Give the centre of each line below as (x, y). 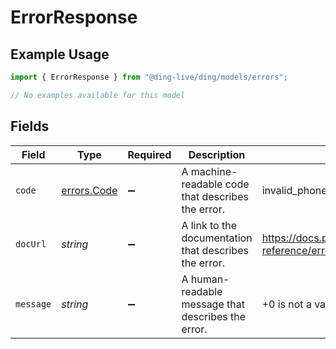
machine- (214, 171)
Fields (30, 126)
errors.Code (89, 190)
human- (210, 279)
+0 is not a (286, 304)
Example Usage (60, 54)
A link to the (209, 225)
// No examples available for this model (98, 95)
